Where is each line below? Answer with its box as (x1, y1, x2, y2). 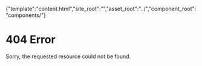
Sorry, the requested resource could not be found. (5, 53, 131, 60)
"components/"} (5, 12, 47, 19)
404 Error (5, 33, 56, 47)
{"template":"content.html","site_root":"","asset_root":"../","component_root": (5, 5, 197, 12)
